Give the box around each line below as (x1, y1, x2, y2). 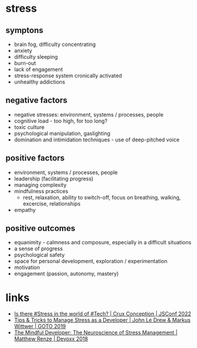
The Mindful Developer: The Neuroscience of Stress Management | (14, 329, 178, 336)
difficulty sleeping (14, 54, 58, 60)
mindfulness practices (14, 187, 68, 194)
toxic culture (14, 123, 45, 131)
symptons (5, 25, 44, 35)
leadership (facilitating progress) (14, 175, 94, 182)
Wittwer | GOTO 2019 (14, 323, 66, 330)
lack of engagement (14, 66, 63, 72)
